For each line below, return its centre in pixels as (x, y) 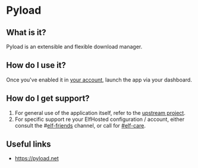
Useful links (29, 144)
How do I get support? (48, 99)
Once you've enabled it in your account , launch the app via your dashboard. (99, 80)
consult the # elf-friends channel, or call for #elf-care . (80, 125)
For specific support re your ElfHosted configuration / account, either (100, 119)
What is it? (26, 32)
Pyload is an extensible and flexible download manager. (74, 46)
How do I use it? (36, 65)
